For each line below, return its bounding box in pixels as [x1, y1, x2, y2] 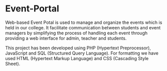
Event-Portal [5, 3, 59, 14]
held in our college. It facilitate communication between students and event [5, 24, 161, 30]
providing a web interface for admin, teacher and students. [5, 35, 127, 41]
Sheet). [5, 61, 21, 67]
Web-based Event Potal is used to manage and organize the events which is [5, 19, 162, 25]
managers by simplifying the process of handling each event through [5, 30, 148, 36]
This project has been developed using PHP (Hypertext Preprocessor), [5, 45, 151, 51]
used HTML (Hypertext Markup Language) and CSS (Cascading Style [5, 55, 149, 61]
